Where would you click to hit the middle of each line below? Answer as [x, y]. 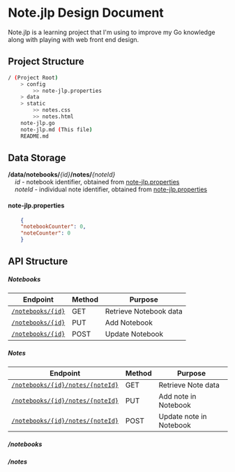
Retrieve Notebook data [144, 311]
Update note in [183, 417]
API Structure [38, 261]
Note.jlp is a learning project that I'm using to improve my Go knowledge [112, 32]
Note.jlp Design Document [86, 13]
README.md [35, 136]
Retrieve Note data [189, 385]
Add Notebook [129, 323]
